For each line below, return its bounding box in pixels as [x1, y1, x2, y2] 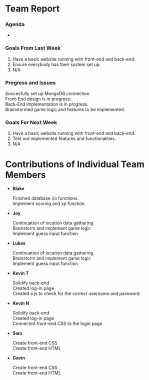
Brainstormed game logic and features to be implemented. [5, 106, 125, 112]
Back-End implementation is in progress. [5, 101, 89, 107]
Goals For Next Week [5, 119, 57, 125]
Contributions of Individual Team [5, 158, 145, 170]
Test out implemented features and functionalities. [12, 135, 116, 141]
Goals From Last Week [5, 44, 61, 51]
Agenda [5, 21, 25, 28]
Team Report [5, 3, 60, 14]
